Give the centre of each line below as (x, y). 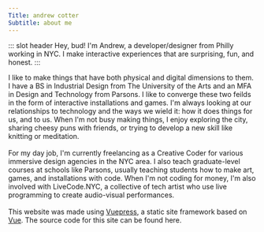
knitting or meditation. (44, 136)
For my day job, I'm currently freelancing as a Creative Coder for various (126, 153)
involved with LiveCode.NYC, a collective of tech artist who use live (117, 186)
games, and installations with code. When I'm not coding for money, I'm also (132, 178)
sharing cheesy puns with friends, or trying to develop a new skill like (121, 128)
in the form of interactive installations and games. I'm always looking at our (130, 103)
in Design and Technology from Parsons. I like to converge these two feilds (130, 94)
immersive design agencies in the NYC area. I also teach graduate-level (124, 161)
